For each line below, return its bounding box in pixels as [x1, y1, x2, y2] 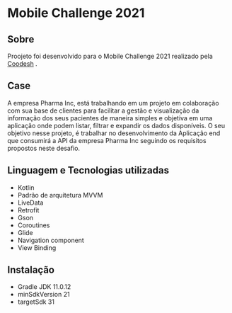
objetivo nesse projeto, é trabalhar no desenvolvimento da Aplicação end [7, 129, 221, 137]
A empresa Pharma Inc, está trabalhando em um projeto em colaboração [7, 98, 219, 107]
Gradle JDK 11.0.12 [17, 283, 71, 291]
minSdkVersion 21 [17, 290, 70, 299]
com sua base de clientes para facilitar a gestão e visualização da [7, 106, 199, 115]
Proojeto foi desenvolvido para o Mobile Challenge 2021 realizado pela [7, 52, 214, 60]
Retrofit [17, 205, 40, 214]
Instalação [7, 264, 55, 276]
